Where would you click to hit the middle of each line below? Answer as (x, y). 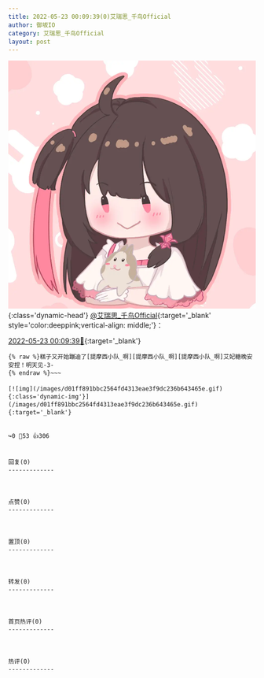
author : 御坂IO (32, 25)
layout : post (29, 42)
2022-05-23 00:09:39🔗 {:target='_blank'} (75, 341)
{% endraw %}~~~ (35, 373)
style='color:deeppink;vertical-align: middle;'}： (86, 325)
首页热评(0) (26, 622)
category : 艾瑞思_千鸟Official (56, 33)
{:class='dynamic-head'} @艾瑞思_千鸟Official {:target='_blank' (110, 316)
